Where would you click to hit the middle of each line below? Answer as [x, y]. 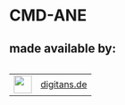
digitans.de [64, 84]
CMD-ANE [48, 16]
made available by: [62, 48]
